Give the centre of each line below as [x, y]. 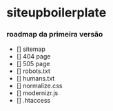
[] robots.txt [33, 71]
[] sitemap [31, 49]
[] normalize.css [39, 86]
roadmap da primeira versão [55, 34]
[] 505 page [33, 64]
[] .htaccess [33, 101]
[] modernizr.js [37, 93]
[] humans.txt [35, 79]
